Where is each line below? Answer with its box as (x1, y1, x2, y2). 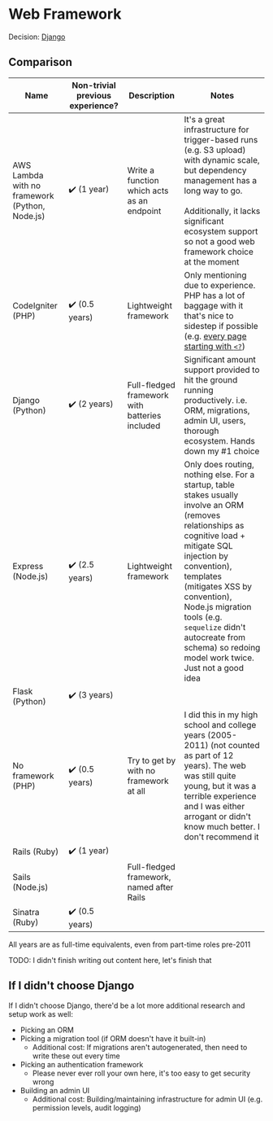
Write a (127, 164, 154, 176)
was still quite (184, 770, 236, 782)
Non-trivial (71, 79, 116, 90)
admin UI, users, (184, 414, 246, 426)
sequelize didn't (184, 621, 246, 633)
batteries (127, 409, 162, 421)
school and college (184, 719, 257, 730)
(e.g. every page (184, 331, 247, 342)
